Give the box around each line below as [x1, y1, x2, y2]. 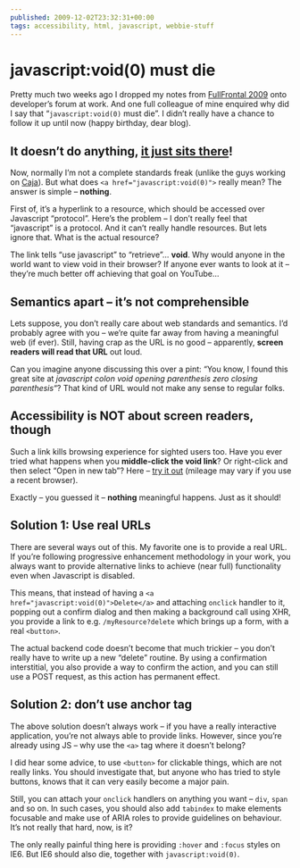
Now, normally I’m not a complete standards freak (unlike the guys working [10, 167, 287, 179]
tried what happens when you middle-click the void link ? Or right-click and [10, 455, 288, 466]
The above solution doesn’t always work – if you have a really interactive [10, 721, 277, 731]
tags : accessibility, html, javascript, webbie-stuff [10, 21, 215, 30]
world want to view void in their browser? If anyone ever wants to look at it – [10, 259, 289, 270]
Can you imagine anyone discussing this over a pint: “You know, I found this [10, 363, 288, 375]
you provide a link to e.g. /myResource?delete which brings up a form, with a [10, 615, 289, 626]
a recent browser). [10, 474, 79, 485]
